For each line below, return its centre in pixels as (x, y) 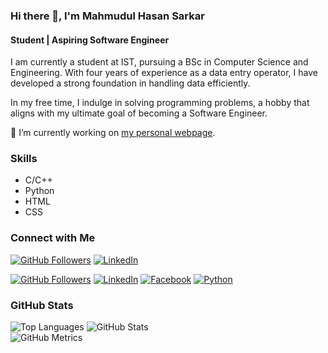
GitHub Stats (42, 305)
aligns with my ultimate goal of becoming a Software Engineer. (139, 113)
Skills (24, 159)
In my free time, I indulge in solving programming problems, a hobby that (160, 103)
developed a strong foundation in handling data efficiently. (130, 83)
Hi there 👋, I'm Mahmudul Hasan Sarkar (107, 16)
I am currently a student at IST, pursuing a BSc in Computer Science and (159, 62)
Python (39, 191)
